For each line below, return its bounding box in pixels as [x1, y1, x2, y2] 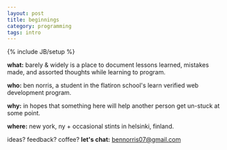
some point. [7, 109, 41, 117]
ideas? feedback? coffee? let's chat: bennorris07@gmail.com [7, 136, 181, 144]
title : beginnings [7, 16, 59, 23]
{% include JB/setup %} [7, 48, 75, 56]
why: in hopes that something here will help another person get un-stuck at [7, 102, 220, 110]
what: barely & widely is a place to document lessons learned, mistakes [7, 61, 209, 69]
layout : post [7, 10, 44, 17]
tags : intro [7, 29, 41, 36]
